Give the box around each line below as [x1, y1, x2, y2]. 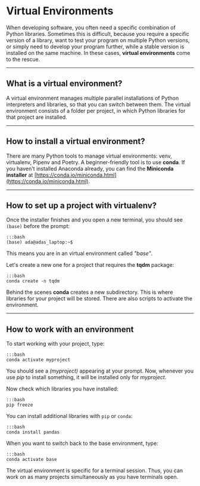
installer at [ [6, 171, 37, 179]
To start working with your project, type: [6, 340, 105, 347]
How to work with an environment [6, 324, 134, 334]
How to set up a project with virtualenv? [6, 200, 157, 210]
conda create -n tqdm [6, 278, 60, 284]
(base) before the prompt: [6, 223, 70, 230]
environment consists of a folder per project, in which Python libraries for [6, 107, 186, 114]
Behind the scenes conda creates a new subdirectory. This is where [6, 288, 173, 296]
